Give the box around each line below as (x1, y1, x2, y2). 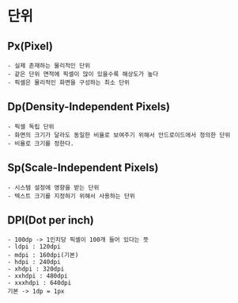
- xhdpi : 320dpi (7, 265, 65, 274)
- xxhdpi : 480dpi (7, 272, 68, 280)
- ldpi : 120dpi (7, 243, 61, 251)
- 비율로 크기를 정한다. (7, 140, 74, 148)
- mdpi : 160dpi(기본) (7, 251, 79, 259)
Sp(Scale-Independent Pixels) (7, 161, 159, 175)
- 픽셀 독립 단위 (7, 122, 55, 131)
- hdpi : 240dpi (7, 259, 61, 267)
